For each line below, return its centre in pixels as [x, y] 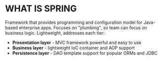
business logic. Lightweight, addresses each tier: [55, 33]
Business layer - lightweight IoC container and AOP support [73, 48]
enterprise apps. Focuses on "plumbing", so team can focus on [83, 27]
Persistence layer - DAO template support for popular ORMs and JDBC [85, 53]
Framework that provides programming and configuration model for [74, 22]
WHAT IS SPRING [41, 9]
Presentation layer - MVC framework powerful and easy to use [77, 42]
